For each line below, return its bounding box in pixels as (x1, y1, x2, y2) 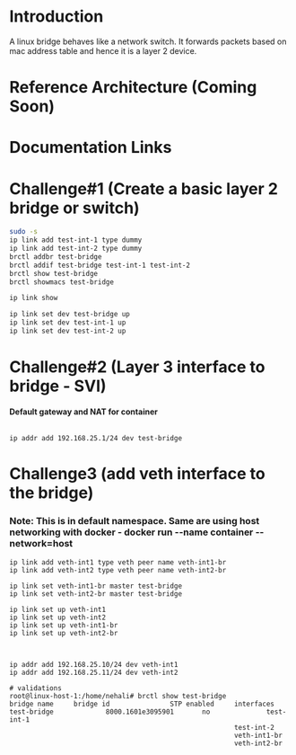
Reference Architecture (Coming (9, 77, 257, 98)
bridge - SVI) (9, 376, 107, 396)
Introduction (9, 6, 104, 27)
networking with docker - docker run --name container (9, 526, 254, 538)
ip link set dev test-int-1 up (9, 318, 126, 327)
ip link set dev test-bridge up (9, 310, 130, 319)
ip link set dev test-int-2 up (9, 326, 126, 335)
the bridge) (9, 483, 94, 503)
